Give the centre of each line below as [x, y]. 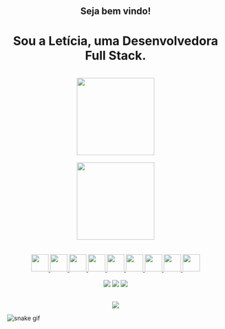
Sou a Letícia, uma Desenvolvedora [116, 41]
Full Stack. [116, 55]
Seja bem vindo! [116, 11]
